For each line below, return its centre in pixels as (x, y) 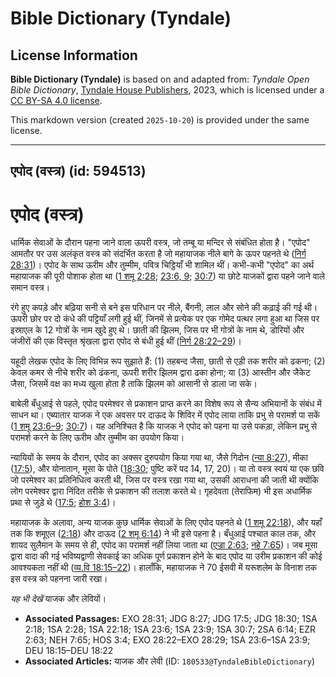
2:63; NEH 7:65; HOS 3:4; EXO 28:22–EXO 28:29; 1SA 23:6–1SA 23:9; (167, 640)
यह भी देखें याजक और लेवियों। (58, 599)
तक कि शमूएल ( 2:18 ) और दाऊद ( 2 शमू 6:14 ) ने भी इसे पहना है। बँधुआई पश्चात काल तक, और (163, 534)
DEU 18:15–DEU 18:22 (69, 651)
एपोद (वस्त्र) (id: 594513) (78, 171)
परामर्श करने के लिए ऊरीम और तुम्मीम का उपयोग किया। (97, 438)
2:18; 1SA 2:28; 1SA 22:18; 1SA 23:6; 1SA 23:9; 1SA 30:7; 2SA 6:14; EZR (170, 629)
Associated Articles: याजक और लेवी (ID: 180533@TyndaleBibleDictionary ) (170, 661)
